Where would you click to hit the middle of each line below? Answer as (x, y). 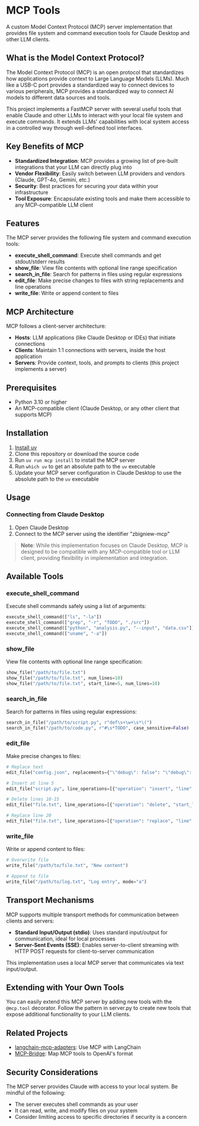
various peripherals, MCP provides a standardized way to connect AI (90, 91)
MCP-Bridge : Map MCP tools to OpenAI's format (74, 1054)
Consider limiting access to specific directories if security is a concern (101, 1117)
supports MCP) (33, 415)
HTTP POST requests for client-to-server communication (84, 951)
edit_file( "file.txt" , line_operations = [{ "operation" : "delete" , (88, 805)
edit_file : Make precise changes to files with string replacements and (99, 281)
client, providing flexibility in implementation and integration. (94, 558)
